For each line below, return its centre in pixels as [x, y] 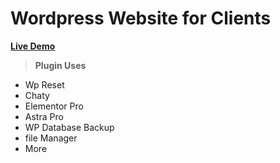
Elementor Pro [54, 106]
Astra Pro [44, 116]
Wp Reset [44, 84]
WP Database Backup [69, 127]
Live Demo [33, 46]
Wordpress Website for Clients [141, 18]
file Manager [51, 138]
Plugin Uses [60, 65]
